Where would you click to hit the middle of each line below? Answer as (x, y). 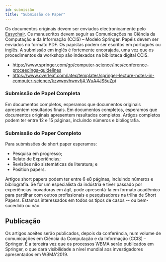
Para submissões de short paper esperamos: (51, 144)
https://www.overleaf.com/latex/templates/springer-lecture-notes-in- (83, 75)
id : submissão (20, 10)
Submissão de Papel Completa (43, 94)
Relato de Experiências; (37, 159)
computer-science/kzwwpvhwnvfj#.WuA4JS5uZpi (64, 81)
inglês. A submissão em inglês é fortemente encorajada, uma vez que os (80, 50)
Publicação (23, 221)
